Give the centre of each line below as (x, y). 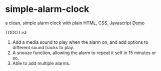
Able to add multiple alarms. (41, 63)
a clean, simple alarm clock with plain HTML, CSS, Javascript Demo (75, 23)
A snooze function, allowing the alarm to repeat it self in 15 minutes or (84, 53)
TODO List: (16, 32)
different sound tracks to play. (43, 47)
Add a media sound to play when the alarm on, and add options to (80, 42)
